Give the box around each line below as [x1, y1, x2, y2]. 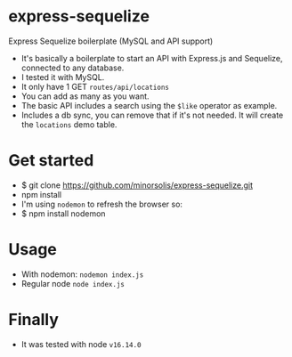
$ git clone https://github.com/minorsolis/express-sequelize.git [20, 180, 254, 191]
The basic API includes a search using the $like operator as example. [20, 100, 278, 110]
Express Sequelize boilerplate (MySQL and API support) [8, 36, 214, 46]
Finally [8, 310, 60, 329]
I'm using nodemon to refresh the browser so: [20, 199, 183, 209]
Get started [8, 150, 94, 171]
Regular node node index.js [20, 278, 126, 288]
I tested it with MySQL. [20, 71, 105, 82]
